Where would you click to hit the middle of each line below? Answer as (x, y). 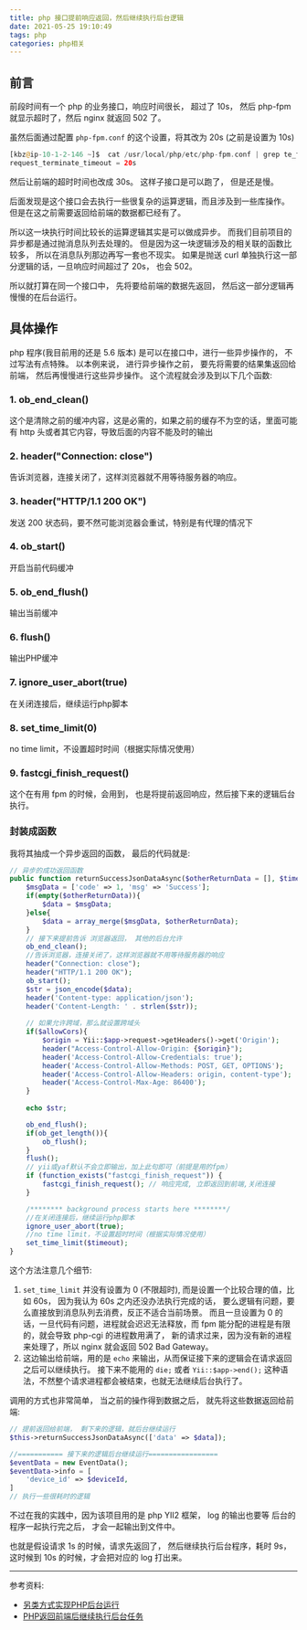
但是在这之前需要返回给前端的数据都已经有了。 (97, 212)
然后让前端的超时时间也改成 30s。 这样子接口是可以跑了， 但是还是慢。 (144, 181)
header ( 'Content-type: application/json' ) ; (110, 998)
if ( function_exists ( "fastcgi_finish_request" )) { (124, 1176)
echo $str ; (47, 1108)
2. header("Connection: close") (81, 456)
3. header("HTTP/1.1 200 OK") (78, 502)
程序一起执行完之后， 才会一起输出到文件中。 (95, 1527)
